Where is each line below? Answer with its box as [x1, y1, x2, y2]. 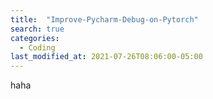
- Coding [19, 42, 56, 53]
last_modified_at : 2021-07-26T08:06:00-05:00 [10, 52, 203, 62]
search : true [10, 24, 65, 34]
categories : [10, 33, 60, 43]
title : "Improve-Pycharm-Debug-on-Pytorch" [10, 14, 199, 25]
